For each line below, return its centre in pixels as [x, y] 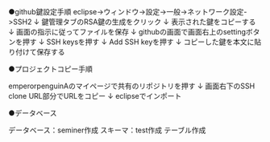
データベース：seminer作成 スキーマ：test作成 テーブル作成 [107, 130]
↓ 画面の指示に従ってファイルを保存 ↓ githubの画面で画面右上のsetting [127, 32]
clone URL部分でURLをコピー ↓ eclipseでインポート [95, 96]
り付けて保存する [37, 52]
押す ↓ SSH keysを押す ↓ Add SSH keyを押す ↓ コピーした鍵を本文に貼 [142, 42]
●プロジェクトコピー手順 [50, 69]
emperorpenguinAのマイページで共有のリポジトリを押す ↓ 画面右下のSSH [132, 86]
